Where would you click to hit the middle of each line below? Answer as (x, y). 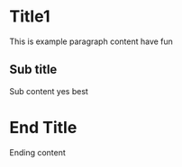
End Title (43, 127)
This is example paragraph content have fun (91, 41)
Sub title (33, 70)
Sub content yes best (49, 91)
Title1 (30, 17)
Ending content (37, 152)
